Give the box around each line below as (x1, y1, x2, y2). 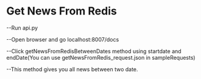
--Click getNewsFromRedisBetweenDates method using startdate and (6, 47, 182, 55)
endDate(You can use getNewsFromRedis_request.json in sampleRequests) (6, 54, 196, 61)
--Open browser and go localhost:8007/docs (6, 36, 119, 43)
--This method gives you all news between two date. (6, 65, 138, 73)
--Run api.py (6, 24, 38, 31)
